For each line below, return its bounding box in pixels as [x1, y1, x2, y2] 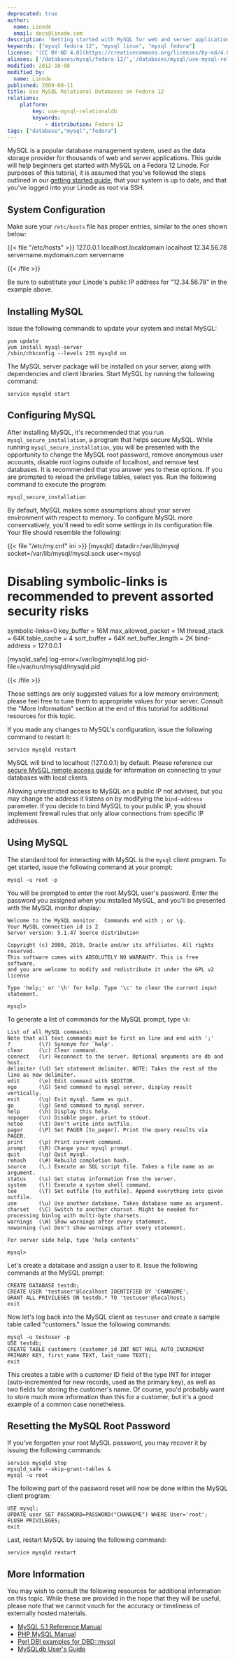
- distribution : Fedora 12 [44, 120, 124, 128]
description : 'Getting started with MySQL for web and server [7, 36, 192, 43]
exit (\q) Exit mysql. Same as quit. [7, 1096, 133, 1103]
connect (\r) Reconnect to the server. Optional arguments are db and [7, 1053, 224, 1060]
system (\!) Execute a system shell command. [7, 1181, 152, 1189]
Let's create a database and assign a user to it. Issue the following [7, 1261, 198, 1269]
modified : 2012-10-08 [7, 62, 71, 69]
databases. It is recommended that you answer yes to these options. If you [7, 465, 222, 473]
